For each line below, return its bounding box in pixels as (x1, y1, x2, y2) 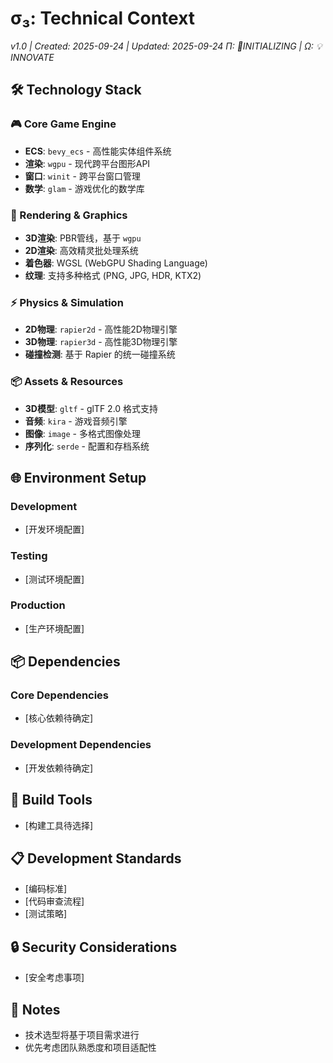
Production (10, 598, 66, 612)
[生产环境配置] (24, 622, 85, 634)
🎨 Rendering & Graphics (10, 208, 128, 222)
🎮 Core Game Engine (10, 117, 117, 131)
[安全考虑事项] (24, 972, 85, 984)
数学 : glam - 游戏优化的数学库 (24, 182, 145, 194)
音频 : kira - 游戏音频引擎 (24, 415, 128, 427)
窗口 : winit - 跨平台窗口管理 (24, 170, 141, 182)
